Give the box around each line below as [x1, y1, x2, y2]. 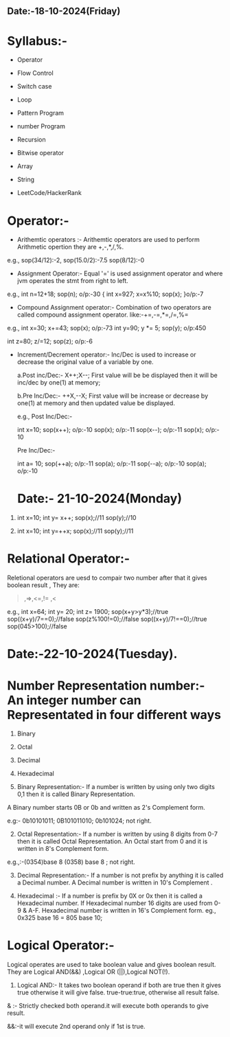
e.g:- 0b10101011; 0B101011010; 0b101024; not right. [7, 817, 152, 825]
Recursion [16, 135, 46, 144]
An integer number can [7, 692, 142, 708]
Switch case [16, 82, 52, 91]
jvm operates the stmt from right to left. [16, 277, 128, 285]
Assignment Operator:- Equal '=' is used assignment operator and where [16, 269, 223, 277]
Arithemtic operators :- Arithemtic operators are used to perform [16, 236, 200, 244]
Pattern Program [16, 109, 64, 117]
